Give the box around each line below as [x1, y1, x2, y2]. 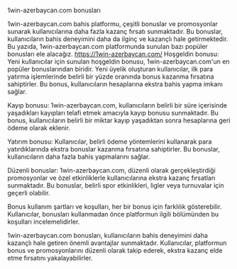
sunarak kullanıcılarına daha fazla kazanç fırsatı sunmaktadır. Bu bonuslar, [7, 28, 224, 35]
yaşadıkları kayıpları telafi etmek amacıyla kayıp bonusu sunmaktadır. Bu [7, 109, 219, 117]
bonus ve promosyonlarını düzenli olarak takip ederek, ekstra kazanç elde [7, 246, 223, 254]
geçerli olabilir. [7, 189, 50, 197]
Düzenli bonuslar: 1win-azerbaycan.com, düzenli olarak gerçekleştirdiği [7, 166, 216, 174]
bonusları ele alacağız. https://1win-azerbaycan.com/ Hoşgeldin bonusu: [7, 50, 219, 58]
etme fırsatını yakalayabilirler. [7, 254, 93, 262]
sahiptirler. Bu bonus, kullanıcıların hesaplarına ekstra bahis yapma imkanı [7, 80, 224, 88]
